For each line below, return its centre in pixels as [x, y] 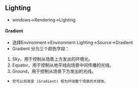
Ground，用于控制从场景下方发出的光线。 [54, 71]
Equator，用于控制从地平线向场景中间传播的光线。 [63, 65]
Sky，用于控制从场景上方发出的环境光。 [52, 59]
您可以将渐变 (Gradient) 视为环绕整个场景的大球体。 [60, 82]
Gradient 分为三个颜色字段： [41, 49]
